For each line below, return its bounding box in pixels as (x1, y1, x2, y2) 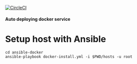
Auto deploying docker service (5, 16, 71, 22)
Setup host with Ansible (5, 33, 106, 45)
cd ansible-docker (5, 50, 43, 55)
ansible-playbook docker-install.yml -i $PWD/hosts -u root (5, 54, 133, 59)
